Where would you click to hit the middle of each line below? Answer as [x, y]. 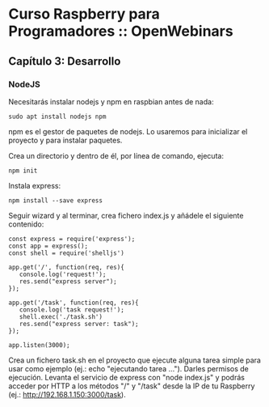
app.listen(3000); [39, 345]
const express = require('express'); [72, 239]
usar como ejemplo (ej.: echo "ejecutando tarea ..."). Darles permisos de [128, 368]
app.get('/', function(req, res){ [67, 267]
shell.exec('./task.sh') [61, 316]
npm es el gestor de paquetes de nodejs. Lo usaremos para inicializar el [128, 131]
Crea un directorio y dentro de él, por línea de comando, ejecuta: [116, 155]
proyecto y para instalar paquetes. [65, 140]
